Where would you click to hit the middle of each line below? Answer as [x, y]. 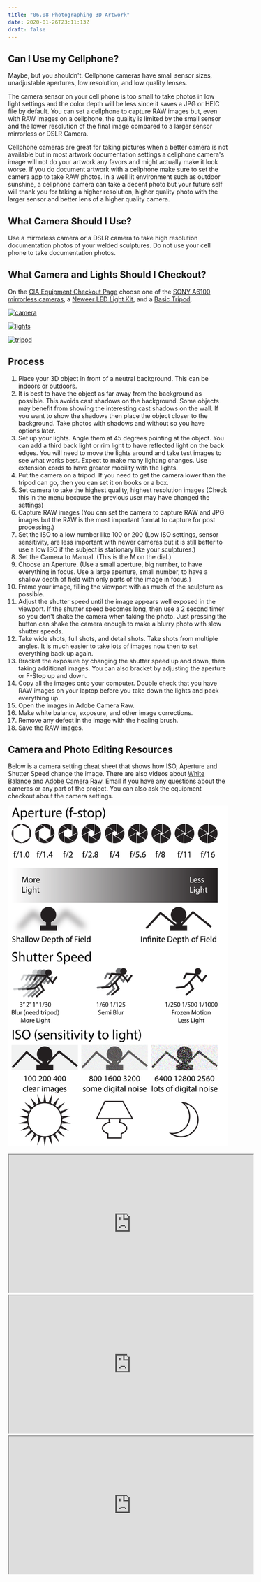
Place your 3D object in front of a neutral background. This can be [113, 378]
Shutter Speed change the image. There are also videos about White [106, 774]
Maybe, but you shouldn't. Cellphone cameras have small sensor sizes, [110, 75]
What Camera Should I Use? [70, 221]
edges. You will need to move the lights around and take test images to [120, 453]
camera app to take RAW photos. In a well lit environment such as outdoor [114, 177]
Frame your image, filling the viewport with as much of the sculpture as [120, 587]
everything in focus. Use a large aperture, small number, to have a [113, 571]
